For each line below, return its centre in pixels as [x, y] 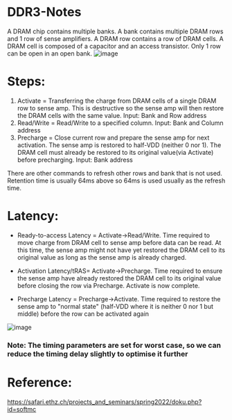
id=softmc [22, 409]
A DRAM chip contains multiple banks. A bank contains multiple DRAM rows [115, 31]
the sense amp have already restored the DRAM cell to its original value [119, 278]
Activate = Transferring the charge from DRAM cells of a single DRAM [117, 101]
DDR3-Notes [44, 12]
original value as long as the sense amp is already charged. [102, 257]
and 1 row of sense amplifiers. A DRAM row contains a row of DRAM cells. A [115, 38]
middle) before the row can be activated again [83, 314]
